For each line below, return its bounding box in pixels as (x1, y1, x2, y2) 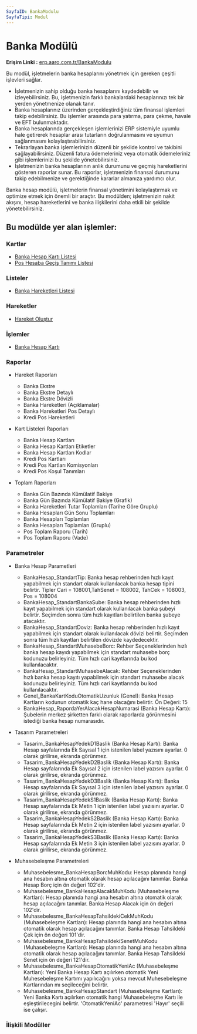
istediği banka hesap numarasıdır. (23, 717, 105, 724)
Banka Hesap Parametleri (14, 562, 76, 570)
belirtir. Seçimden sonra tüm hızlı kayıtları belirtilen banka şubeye (23, 611, 181, 618)
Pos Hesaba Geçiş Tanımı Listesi (14, 260, 94, 267)
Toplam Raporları (14, 479, 56, 486)
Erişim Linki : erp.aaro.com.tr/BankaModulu (6, 59, 112, 66)
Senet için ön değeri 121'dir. (23, 956, 90, 963)
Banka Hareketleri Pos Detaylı (23, 407, 96, 415)
